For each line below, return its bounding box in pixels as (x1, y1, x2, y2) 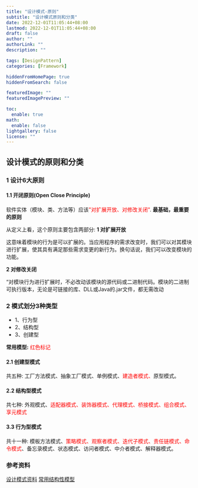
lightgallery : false (6, 128, 57, 134)
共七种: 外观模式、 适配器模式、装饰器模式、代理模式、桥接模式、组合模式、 (6, 401, 190, 408)
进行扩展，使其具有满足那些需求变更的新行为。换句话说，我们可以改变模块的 (6, 245, 192, 253)
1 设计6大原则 (6, 176, 45, 184)
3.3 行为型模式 (6, 423, 42, 431)
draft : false (6, 31, 38, 37)
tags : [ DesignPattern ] (6, 57, 62, 64)
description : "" (6, 47, 46, 53)
